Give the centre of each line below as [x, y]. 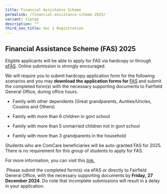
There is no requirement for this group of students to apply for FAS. [74, 150]
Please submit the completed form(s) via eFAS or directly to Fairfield [77, 170]
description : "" [22, 24]
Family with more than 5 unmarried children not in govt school [76, 126]
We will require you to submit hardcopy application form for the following [80, 75]
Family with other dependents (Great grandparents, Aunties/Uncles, [82, 101]
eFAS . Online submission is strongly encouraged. [56, 66]
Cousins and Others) [34, 106]
